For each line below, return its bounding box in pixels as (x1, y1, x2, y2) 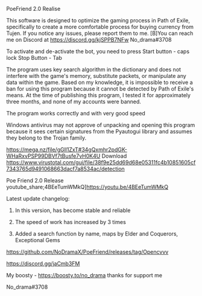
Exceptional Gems (14, 237, 60, 243)
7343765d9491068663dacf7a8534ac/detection (6, 166, 125, 172)
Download (101, 152, 127, 159)
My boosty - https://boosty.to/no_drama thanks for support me (6, 272, 163, 278)
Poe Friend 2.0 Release (6, 177, 65, 184)
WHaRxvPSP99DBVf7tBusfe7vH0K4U (6, 152, 101, 159)
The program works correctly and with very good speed (6, 110, 146, 117)
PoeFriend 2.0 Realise (6, 5, 61, 12)
